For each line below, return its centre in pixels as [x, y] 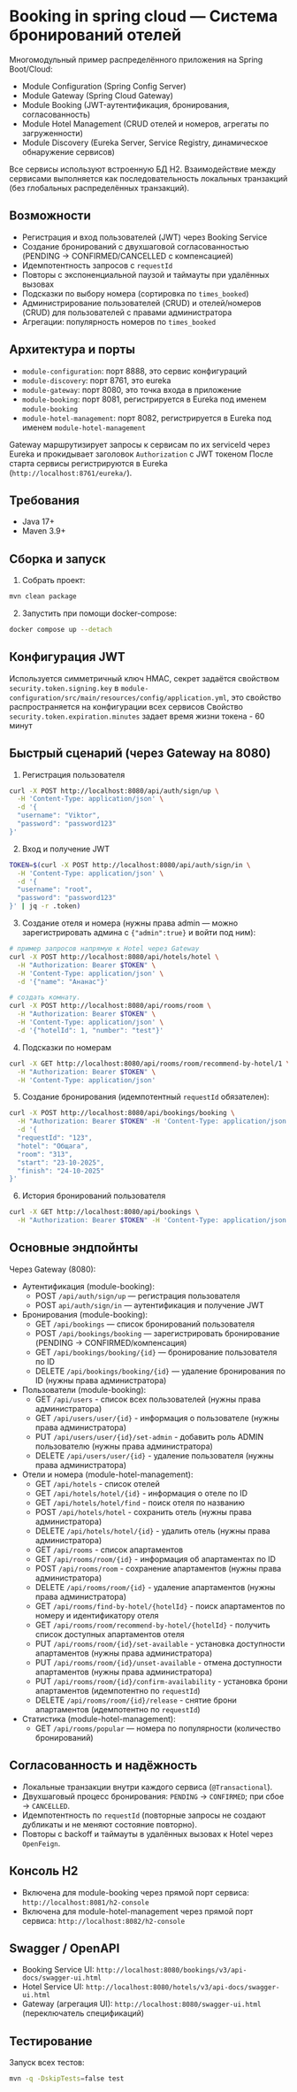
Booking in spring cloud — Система [144, 16]
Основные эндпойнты [74, 1248]
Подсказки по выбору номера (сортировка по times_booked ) [135, 293]
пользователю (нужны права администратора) [124, 1446]
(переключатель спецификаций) [83, 2013]
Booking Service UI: [58, 1970]
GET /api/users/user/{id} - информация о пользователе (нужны [157, 1418]
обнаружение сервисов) [68, 151]
